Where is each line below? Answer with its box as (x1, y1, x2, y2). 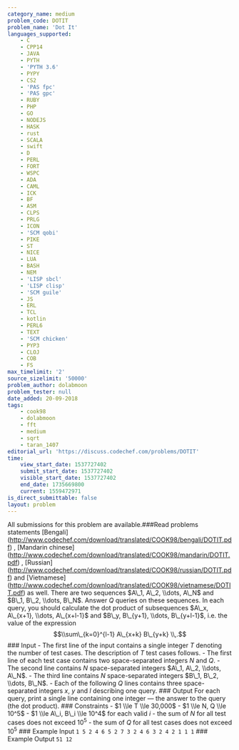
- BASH (20, 262, 40, 269)
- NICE (20, 249, 40, 257)
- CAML (20, 183, 40, 190)
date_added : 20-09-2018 (7, 395, 78, 402)
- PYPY (20, 70, 40, 77)
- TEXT (20, 329, 40, 336)
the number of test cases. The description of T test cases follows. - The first (7, 649, 232, 657)
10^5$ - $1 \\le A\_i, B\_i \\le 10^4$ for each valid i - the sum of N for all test (7, 709, 226, 718)
